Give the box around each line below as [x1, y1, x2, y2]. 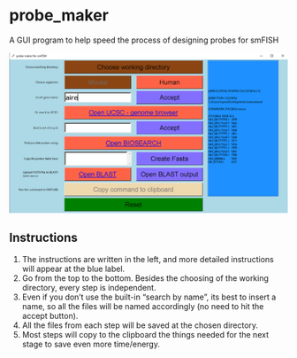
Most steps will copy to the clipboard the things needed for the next [21, 329, 270, 339]
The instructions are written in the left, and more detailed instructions [21, 253, 274, 264]
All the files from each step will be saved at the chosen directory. [21, 320, 259, 331]
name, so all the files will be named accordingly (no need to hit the [21, 300, 264, 311]
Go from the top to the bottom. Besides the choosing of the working [21, 272, 270, 284]
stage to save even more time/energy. [21, 339, 161, 349]
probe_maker [9, 5, 109, 26]
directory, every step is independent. [21, 282, 156, 292]
